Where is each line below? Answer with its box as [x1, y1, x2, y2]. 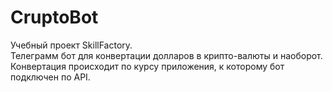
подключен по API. [10, 71, 91, 83]
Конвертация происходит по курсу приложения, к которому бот [10, 60, 285, 72]
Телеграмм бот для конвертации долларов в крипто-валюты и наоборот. [10, 49, 323, 61]
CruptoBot [10, 6, 99, 29]
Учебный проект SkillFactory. [10, 39, 133, 51]
